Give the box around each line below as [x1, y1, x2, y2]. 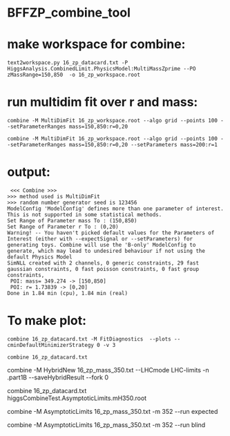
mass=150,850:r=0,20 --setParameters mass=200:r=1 [68, 142, 218, 149]
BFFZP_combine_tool [7, 5, 131, 21]
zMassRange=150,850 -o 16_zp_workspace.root [7, 71, 140, 79]
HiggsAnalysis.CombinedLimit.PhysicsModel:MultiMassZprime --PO [7, 66, 196, 73]
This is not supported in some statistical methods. [7, 211, 162, 218]
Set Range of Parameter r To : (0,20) [7, 223, 119, 230]
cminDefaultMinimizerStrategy [7, 341, 95, 348]
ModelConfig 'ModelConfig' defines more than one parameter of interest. [7, 205, 224, 212]
